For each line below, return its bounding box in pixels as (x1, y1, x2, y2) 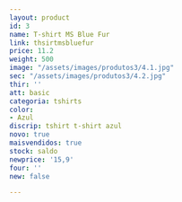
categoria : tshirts (9, 96, 82, 106)
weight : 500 (9, 55, 54, 64)
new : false (9, 171, 50, 180)
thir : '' (9, 80, 42, 89)
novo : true (9, 130, 50, 139)
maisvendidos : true (9, 138, 82, 147)
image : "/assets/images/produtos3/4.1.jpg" (9, 64, 175, 73)
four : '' (9, 163, 42, 172)
